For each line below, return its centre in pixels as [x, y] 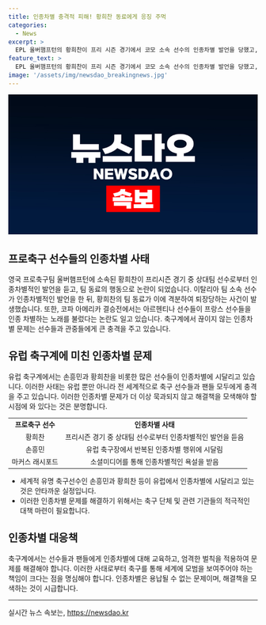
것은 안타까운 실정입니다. [58, 491]
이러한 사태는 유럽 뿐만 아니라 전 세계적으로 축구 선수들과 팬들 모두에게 [134, 386]
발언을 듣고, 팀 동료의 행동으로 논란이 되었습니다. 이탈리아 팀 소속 [142, 290]
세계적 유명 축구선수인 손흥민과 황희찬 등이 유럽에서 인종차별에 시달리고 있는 [137, 481]
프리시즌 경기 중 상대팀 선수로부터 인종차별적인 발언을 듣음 [154, 437]
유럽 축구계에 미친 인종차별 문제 [80, 356]
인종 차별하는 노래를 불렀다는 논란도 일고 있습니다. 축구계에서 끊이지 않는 [120, 319]
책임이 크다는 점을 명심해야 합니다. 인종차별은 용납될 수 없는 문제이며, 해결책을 [129, 578]
